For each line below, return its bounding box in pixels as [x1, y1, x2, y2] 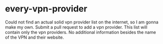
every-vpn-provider [5, 3, 88, 14]
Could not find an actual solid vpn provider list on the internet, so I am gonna [5, 19, 159, 25]
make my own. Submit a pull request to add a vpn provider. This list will [5, 24, 147, 30]
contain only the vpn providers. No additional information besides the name [5, 29, 156, 35]
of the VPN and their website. [5, 34, 64, 40]
